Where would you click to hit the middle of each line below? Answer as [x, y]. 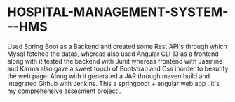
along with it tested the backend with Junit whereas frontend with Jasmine [115, 61]
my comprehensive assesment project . [64, 91]
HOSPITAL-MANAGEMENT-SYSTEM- [118, 12]
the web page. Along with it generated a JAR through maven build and [109, 76]
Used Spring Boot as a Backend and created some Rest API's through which [117, 46]
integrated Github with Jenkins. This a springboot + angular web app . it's [113, 83]
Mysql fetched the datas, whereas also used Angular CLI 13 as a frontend [113, 54]
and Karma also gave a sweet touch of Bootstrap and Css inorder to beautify [118, 68]
